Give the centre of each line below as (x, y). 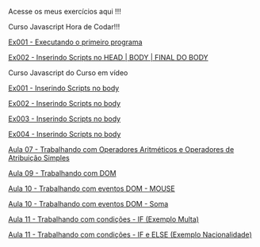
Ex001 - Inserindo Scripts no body (64, 88)
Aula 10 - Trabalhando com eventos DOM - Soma (88, 204)
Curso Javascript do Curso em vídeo (68, 73)
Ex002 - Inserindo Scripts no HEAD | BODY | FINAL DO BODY (108, 57)
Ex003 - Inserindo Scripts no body (65, 119)
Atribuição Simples (39, 158)
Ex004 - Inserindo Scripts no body (65, 134)
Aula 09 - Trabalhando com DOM (62, 173)
